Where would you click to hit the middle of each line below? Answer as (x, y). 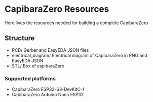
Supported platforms (30, 78)
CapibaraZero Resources (57, 9)
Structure (20, 38)
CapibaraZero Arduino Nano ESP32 (48, 95)
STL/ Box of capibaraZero (38, 66)
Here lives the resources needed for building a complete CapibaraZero (76, 23)
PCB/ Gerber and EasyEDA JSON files (50, 50)
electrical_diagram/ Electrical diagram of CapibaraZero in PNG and (79, 55)
